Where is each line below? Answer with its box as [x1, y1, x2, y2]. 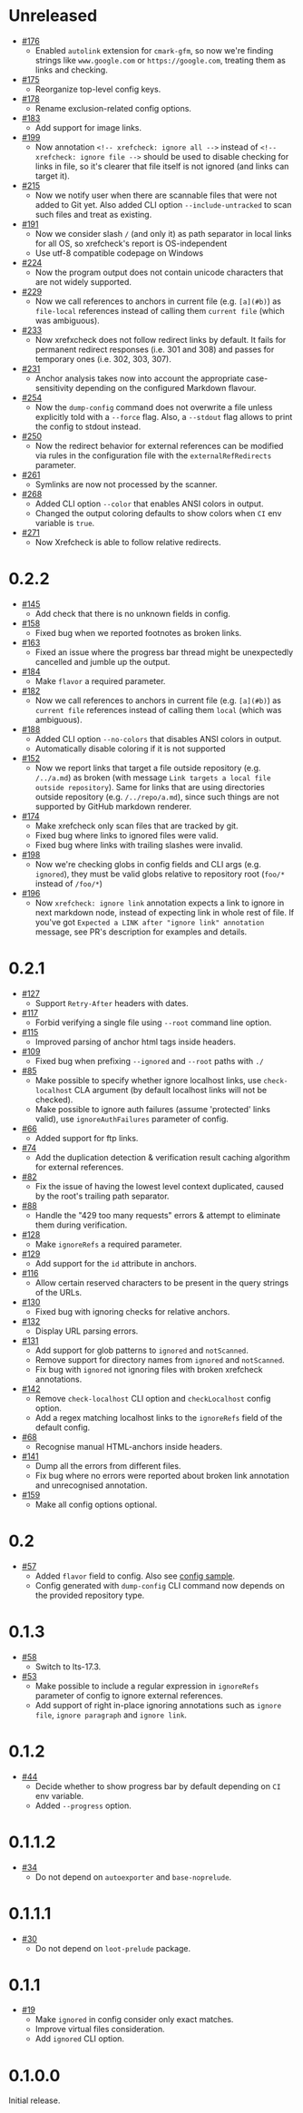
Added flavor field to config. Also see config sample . [34, 1570, 236, 1581]
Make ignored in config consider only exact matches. [34, 2014, 234, 2025]
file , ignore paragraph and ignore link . [34, 1709, 188, 1720]
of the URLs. [34, 1286, 83, 1297]
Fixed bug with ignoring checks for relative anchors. [34, 1306, 230, 1316]
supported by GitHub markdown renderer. [34, 800, 192, 812]
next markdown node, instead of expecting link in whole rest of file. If [34, 906, 295, 917]
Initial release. [8, 2095, 61, 2106]
